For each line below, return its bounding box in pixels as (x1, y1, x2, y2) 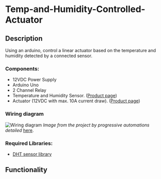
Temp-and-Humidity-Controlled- (5, 4, 145, 15)
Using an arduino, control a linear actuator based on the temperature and (5, 48, 156, 53)
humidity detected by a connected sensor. (5, 53, 93, 59)
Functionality (5, 165, 48, 174)
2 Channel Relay (12, 87, 47, 93)
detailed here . (5, 127, 34, 133)
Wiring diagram (5, 110, 44, 117)
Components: (5, 65, 40, 72)
